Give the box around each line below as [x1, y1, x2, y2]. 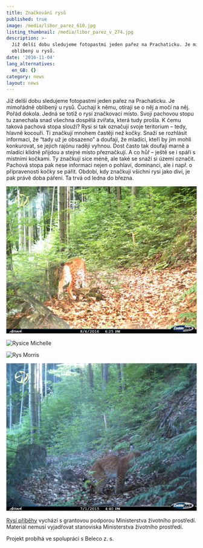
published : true [6, 16, 47, 22]
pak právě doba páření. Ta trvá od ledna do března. [6, 174, 134, 181]
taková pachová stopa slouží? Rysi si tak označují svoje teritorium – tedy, [6, 123, 187, 130]
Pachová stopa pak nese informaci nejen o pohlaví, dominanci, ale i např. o [6, 161, 192, 169]
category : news [6, 73, 45, 80]
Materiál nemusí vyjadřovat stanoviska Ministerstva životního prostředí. [6, 523, 184, 530]
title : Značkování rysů [6, 10, 66, 16]
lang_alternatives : [6, 60, 56, 67]
